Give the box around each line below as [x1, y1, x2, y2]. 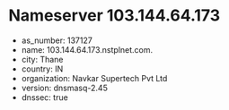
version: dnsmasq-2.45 [21, 82, 109, 93]
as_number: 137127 [21, 35, 93, 46]
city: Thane [21, 54, 64, 64]
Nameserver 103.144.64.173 [8, 5, 221, 26]
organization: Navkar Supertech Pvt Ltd [21, 72, 168, 83]
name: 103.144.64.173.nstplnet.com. [21, 44, 154, 55]
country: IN [21, 63, 64, 74]
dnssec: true [21, 91, 68, 103]
